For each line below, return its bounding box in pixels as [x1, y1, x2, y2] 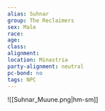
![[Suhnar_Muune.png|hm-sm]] [7, 95, 99, 104]
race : [7, 30, 23, 37]
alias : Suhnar [7, 10, 50, 18]
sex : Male [7, 23, 37, 30]
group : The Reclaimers [7, 17, 74, 24]
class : [7, 43, 27, 50]
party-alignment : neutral [7, 63, 84, 70]
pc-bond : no [7, 69, 43, 76]
